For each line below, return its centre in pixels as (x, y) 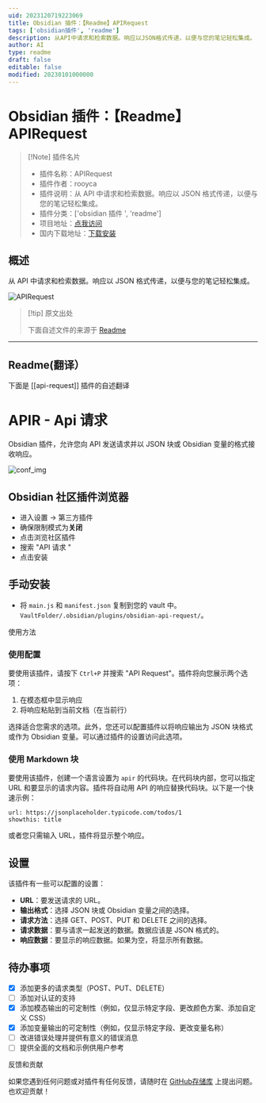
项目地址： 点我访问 (71, 223)
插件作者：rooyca (68, 183)
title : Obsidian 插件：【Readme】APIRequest (78, 23)
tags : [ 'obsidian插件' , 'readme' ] (64, 30)
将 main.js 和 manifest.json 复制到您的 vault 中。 (100, 605)
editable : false (35, 67)
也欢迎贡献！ (29, 1091)
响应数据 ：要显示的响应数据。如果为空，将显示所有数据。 (113, 940)
